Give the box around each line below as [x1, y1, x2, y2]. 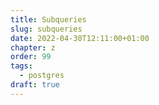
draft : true [10, 80, 60, 90]
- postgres [19, 71, 65, 81]
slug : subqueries [10, 24, 83, 34]
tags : [10, 61, 33, 71]
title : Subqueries [10, 14, 87, 25]
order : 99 [10, 52, 52, 62]
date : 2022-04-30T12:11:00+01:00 [10, 33, 150, 43]
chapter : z [10, 42, 56, 53]
